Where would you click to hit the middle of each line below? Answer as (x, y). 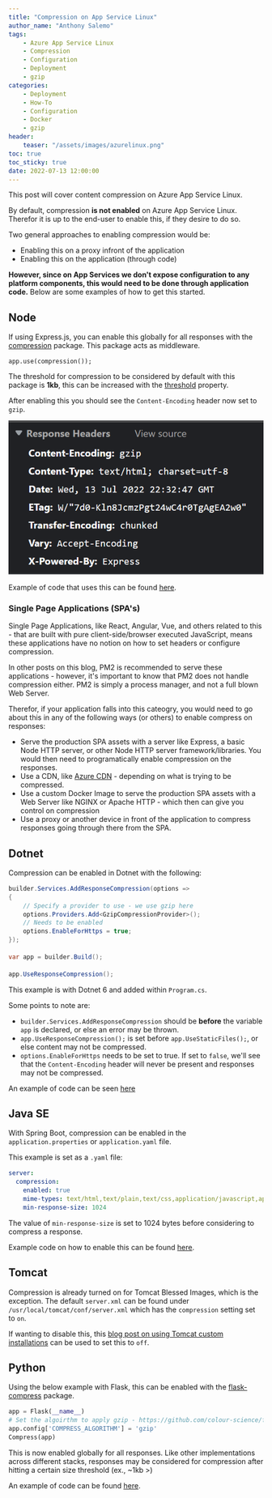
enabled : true (47, 1190)
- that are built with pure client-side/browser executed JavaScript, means (131, 635)
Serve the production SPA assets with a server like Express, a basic (132, 742)
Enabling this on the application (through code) (98, 259)
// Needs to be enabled (63, 923)
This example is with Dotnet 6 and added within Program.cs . (108, 989)
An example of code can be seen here (72, 1088)
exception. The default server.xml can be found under (99, 1300)
